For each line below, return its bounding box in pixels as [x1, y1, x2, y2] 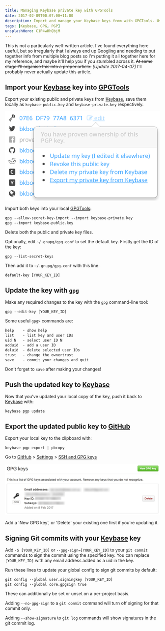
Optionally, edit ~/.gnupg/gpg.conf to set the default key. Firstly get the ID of [5, 239, 159, 245]
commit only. [5, 605, 31, 611]
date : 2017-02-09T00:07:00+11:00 [5, 13, 74, 18]
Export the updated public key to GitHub [5, 422, 131, 430]
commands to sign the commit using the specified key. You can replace [5, 552, 150, 558]
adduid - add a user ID [5, 343, 56, 348]
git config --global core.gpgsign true [5, 582, 87, 587]
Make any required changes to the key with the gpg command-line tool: [5, 299, 149, 305]
